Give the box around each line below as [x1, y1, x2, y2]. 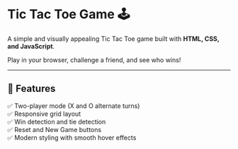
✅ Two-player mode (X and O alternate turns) [7, 101, 140, 110]
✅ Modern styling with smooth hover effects [7, 133, 137, 142]
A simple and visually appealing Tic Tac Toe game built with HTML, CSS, [7, 34, 220, 43]
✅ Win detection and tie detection [7, 117, 106, 126]
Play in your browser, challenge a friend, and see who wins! [7, 55, 181, 64]
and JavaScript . [7, 42, 55, 50]
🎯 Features [7, 83, 56, 95]
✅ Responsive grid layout [7, 109, 81, 118]
